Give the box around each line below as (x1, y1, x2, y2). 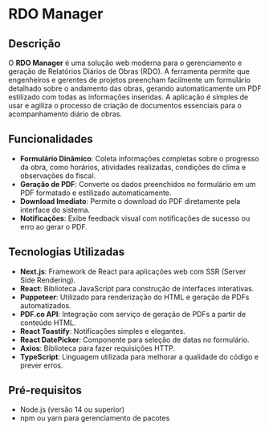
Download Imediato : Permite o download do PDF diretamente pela (19, 196, 241, 205)
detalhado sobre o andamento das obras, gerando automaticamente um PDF (8, 83, 262, 93)
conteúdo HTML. (19, 318, 76, 327)
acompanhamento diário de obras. (8, 109, 123, 119)
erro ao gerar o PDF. (19, 222, 88, 231)
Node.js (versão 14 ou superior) (19, 405, 125, 414)
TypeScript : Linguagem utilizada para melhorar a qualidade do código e (19, 352, 259, 361)
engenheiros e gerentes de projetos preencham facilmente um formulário (8, 75, 251, 84)
